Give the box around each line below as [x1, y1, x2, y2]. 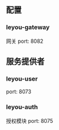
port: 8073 [6, 88, 32, 96]
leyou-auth [6, 103, 38, 111]
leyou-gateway [6, 23, 50, 31]
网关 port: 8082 [6, 37, 44, 45]
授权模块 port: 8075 [6, 117, 54, 124]
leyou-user [6, 75, 38, 83]
